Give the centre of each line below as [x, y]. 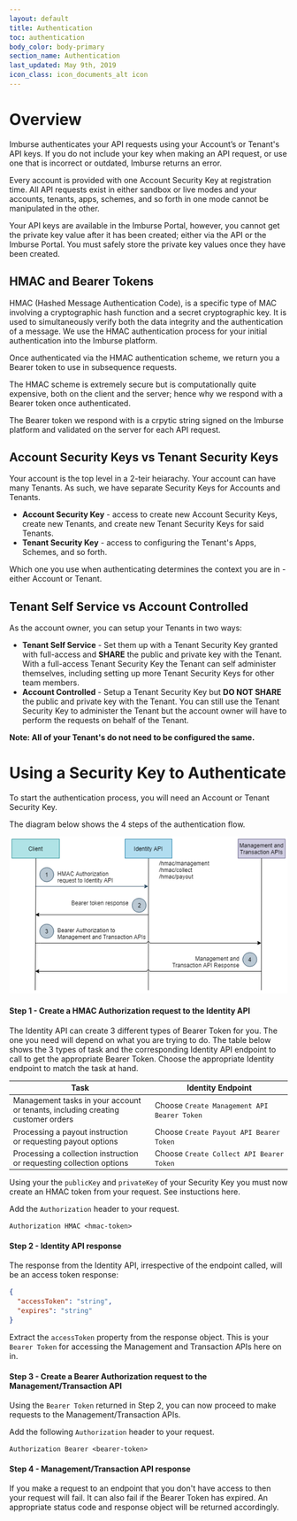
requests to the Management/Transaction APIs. [95, 1415]
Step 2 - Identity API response [65, 1246]
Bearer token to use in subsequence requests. [93, 367]
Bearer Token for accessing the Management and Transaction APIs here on [145, 1347]
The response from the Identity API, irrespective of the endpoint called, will [146, 1265]
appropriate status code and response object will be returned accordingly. [144, 1507]
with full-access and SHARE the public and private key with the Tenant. [152, 654]
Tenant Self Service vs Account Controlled [129, 606]
